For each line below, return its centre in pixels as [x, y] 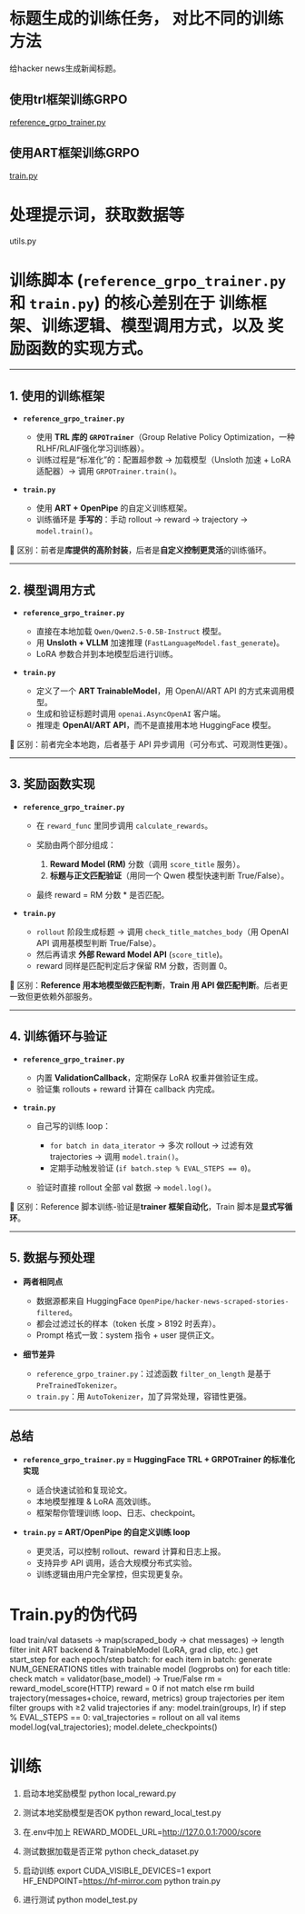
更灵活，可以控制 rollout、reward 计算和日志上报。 [131, 1551]
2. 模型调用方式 [52, 590]
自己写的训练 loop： [74, 1126]
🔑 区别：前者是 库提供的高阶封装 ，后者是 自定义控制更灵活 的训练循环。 [141, 550]
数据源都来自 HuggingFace [86, 1301]
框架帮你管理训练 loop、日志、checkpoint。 [118, 1513]
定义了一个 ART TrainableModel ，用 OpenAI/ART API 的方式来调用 [161, 691]
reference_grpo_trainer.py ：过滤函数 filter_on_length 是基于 [153, 1373]
